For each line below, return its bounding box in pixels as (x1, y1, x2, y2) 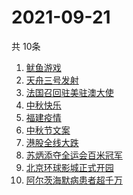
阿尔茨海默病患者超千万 (25, 174, 123, 186)
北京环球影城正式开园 (25, 161, 114, 173)
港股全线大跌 (25, 136, 79, 148)
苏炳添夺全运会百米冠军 (25, 149, 123, 161)
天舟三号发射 (25, 74, 79, 86)
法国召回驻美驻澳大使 (25, 86, 114, 98)
